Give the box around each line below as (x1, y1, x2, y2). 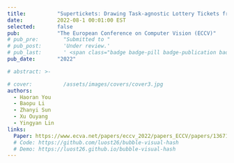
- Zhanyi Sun (13, 107, 52, 114)
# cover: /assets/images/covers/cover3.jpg (7, 81, 164, 88)
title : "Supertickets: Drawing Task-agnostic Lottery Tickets (7, 10, 219, 17)
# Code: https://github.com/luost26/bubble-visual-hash (13, 139, 179, 146)
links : (7, 126, 26, 133)
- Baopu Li (13, 100, 45, 107)
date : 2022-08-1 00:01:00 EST (7, 17, 127, 24)
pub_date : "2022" (7, 56, 77, 63)
